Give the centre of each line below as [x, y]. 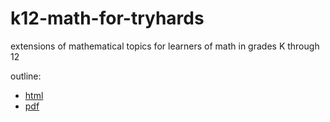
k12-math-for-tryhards [107, 18]
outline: [26, 76]
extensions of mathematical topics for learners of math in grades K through [165, 46]
